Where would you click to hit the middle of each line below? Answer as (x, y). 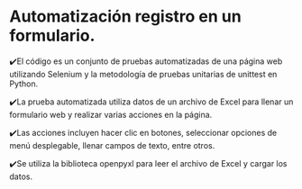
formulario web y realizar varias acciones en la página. (111, 114)
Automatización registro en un (125, 17)
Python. (24, 84)
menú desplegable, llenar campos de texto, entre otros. (112, 145)
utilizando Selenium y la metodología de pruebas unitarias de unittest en (143, 74)
